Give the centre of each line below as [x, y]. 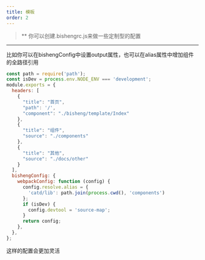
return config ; [42, 221]
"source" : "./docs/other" [55, 159]
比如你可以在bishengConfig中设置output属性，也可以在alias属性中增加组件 [100, 54]
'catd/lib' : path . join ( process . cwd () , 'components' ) [97, 193]
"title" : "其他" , [44, 153]
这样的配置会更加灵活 [33, 250]
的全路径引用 [22, 62]
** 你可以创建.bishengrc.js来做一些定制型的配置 [81, 36]
